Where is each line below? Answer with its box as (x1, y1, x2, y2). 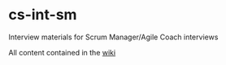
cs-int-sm (8, 6, 77, 24)
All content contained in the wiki (8, 47, 116, 57)
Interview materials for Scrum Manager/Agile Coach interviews (8, 32, 219, 42)
